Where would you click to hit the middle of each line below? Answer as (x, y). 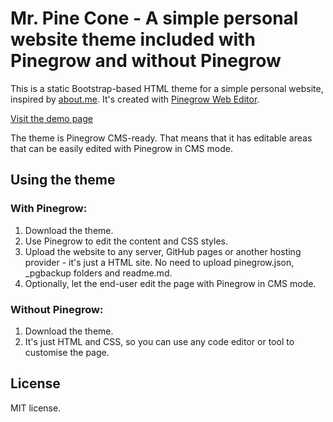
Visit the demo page (51, 118)
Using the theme (63, 180)
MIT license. (36, 408)
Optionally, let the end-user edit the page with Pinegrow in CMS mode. (170, 283)
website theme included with (133, 39)
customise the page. (67, 352)
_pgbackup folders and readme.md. (98, 273)
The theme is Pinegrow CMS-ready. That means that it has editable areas (161, 138)
